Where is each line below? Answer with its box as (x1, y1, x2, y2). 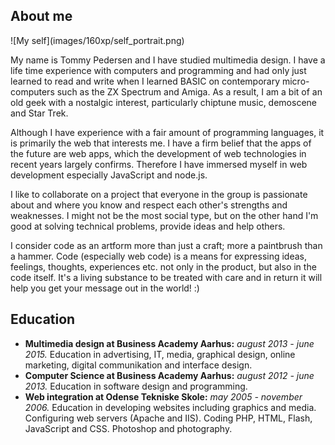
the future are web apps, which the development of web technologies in (10, 147, 307, 159)
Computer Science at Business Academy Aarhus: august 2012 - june (24, 369, 315, 381)
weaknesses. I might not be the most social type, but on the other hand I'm (10, 209, 319, 221)
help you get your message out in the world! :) (10, 282, 200, 294)
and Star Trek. (10, 107, 69, 119)
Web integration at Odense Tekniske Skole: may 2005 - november (24, 390, 303, 403)
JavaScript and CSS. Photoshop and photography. (24, 422, 233, 434)
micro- (281, 75, 310, 87)
